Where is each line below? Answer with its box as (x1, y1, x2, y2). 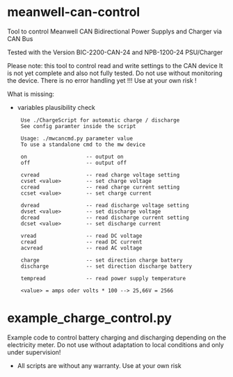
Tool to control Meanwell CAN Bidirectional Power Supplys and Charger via (7, 27, 223, 35)
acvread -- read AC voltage (20, 244, 143, 251)
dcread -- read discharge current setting (20, 214, 189, 221)
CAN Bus (7, 34, 33, 42)
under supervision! (7, 348, 61, 356)
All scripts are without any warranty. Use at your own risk (17, 361, 182, 369)
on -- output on (20, 153, 124, 160)
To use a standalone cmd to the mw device (20, 141, 146, 148)
